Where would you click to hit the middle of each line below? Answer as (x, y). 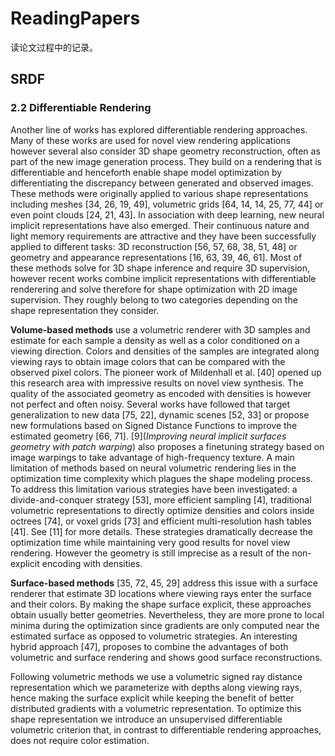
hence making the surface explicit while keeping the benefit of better (152, 698)
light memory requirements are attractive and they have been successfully (163, 236)
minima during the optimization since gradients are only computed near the (165, 625)
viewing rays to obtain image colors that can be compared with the (148, 361)
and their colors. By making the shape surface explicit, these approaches (161, 604)
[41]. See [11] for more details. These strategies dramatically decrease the (162, 531)
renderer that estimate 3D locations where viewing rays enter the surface (161, 593)
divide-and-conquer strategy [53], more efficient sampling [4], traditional (161, 499)
